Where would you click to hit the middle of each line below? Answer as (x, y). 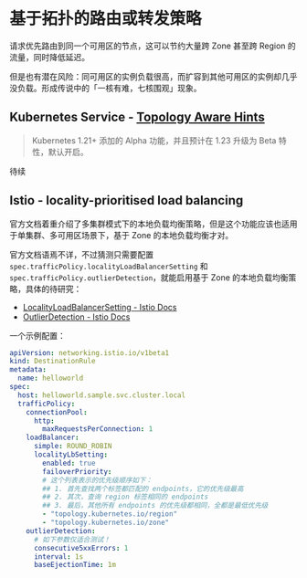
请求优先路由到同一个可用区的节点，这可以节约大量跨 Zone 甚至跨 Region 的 (153, 46)
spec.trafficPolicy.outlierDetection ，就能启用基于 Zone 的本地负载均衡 (149, 277)
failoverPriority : (77, 471)
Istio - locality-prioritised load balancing (127, 200)
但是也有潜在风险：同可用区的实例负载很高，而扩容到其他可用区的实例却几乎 (153, 76)
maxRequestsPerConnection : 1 (98, 429)
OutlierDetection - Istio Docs (76, 317)
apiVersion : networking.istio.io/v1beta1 (90, 352)
